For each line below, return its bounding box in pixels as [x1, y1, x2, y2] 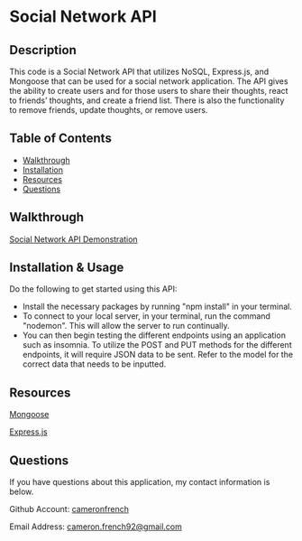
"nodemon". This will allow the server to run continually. [22, 321, 230, 331]
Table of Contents [9, 131, 113, 146]
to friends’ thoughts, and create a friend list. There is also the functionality [9, 95, 285, 106]
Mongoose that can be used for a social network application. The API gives [9, 76, 288, 87]
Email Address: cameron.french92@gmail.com [9, 521, 183, 532]
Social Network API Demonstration [9, 233, 138, 245]
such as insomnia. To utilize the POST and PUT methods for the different [22, 340, 292, 350]
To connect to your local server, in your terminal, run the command [22, 311, 270, 322]
